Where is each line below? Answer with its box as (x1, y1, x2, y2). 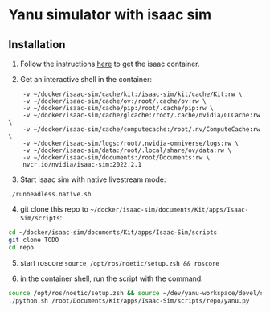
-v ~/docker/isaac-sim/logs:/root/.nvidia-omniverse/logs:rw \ (22, 139, 239, 147)
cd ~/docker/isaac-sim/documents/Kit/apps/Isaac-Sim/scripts (8, 229, 218, 237)
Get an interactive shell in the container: (19, 75, 153, 84)
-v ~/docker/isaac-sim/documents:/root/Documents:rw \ (22, 154, 211, 162)
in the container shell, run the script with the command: (19, 274, 203, 283)
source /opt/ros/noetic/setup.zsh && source (8, 289, 160, 297)
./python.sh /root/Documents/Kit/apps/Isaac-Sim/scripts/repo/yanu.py (8, 296, 250, 305)
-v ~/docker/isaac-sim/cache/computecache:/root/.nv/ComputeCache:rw (22, 126, 261, 134)
